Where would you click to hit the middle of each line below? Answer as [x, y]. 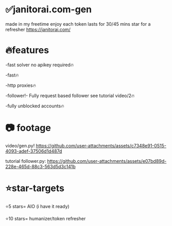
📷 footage [28, 128]
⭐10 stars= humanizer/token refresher [46, 218]
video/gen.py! [20, 145]
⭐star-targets [35, 188]
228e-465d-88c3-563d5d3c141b [40, 166]
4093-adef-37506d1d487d [34, 151]
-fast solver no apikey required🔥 [40, 65]
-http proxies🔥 [21, 85]
